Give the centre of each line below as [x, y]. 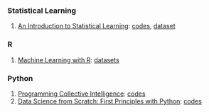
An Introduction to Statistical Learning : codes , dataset [96, 26]
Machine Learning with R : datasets [68, 60]
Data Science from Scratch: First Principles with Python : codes [110, 101]
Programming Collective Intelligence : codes [81, 94]
